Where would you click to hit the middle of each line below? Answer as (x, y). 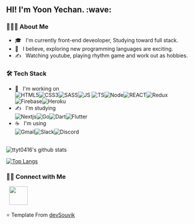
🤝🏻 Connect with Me (36, 176)
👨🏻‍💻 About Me (27, 27)
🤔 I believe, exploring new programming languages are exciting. (94, 49)
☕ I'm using (30, 123)
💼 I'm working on (37, 88)
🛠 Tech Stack (26, 73)
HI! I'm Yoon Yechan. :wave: (59, 10)
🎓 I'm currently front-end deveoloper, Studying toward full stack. (96, 40)
